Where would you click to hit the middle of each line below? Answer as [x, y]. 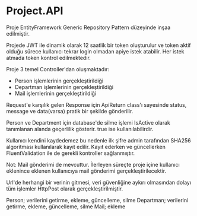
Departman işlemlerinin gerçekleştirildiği [64, 87]
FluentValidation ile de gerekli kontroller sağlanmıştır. [71, 153]
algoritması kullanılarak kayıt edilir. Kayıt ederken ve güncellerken [86, 147]
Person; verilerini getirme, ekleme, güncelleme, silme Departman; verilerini [97, 200]
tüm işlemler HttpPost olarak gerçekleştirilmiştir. [65, 189]
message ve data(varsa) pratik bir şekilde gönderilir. [70, 111]
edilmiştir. [18, 33]
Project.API [35, 11]
